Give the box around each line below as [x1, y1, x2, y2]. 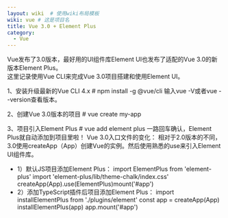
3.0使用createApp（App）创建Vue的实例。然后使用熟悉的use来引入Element [7, 142, 221, 150]
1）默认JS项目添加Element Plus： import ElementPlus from [16, 165, 183, 173]
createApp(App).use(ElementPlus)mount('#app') [16, 180, 154, 189]
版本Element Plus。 [7, 64, 62, 72]
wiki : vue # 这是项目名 [7, 16, 70, 23]
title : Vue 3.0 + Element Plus [7, 23, 97, 29]
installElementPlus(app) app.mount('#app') [16, 203, 138, 211]
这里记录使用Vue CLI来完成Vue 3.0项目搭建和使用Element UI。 [7, 73, 184, 81]
